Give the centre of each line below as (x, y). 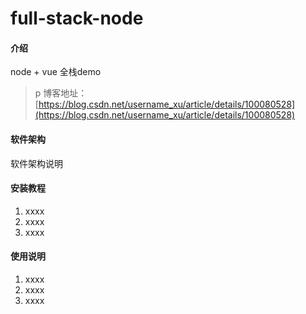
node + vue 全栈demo (56, 72)
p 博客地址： (61, 93)
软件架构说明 (36, 163)
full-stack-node (77, 18)
